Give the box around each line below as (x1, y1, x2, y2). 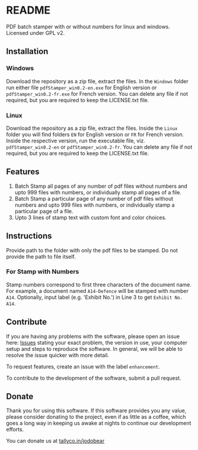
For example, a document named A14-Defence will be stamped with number (6, 287, 189, 294)
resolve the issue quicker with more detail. (6, 351, 109, 358)
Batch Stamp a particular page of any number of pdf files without (14, 195, 173, 202)
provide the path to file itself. (6, 253, 76, 260)
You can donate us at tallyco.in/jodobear (6, 438, 105, 445)
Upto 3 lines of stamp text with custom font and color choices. (14, 214, 167, 221)
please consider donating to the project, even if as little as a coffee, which (6, 413, 186, 420)
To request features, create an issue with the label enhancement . (6, 363, 160, 370)
